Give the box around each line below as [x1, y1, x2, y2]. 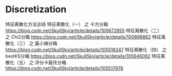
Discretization [5, 4, 67, 15]
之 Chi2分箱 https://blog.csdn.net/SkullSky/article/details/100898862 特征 [5, 34, 162, 40]
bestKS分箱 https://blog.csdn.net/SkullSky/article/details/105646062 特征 [5, 53, 161, 59]
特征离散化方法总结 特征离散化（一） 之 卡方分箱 [5, 21, 108, 27]
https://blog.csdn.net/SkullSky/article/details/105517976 [5, 65, 124, 71]
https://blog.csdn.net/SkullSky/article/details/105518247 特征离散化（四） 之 [5, 46, 167, 53]
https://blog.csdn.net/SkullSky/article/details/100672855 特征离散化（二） [5, 27, 162, 34]
